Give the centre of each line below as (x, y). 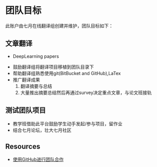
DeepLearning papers (36, 56)
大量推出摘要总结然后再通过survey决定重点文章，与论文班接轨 (86, 92)
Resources (23, 146)
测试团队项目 (26, 110)
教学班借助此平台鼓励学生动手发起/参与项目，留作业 (67, 123)
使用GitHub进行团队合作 (38, 159)
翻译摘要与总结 (36, 86)
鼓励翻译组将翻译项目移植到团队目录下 (53, 67)
